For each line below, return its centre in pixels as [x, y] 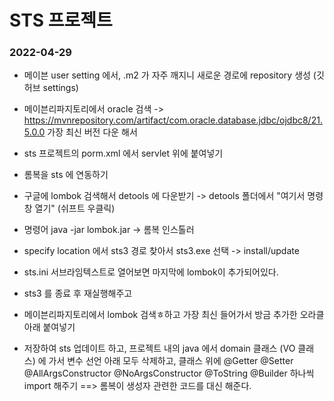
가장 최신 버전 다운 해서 [92, 132]
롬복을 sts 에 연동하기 [66, 175]
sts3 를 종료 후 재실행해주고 [78, 293]
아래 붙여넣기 [49, 327]
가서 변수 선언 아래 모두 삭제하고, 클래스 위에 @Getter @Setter [171, 361]
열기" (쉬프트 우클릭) [75, 208]
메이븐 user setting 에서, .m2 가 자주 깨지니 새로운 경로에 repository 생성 [167, 75]
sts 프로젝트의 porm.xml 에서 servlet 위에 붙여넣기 [123, 153]
